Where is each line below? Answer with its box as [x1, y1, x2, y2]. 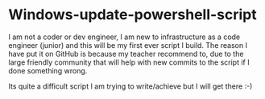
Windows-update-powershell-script [8, 6, 258, 24]
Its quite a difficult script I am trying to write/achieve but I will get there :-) [8, 81, 253, 91]
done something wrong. [8, 65, 88, 75]
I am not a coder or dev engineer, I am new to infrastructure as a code [8, 32, 241, 42]
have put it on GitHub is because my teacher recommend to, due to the [8, 49, 244, 58]
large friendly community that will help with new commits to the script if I [8, 57, 250, 67]
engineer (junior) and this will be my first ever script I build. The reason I [8, 40, 248, 49]
